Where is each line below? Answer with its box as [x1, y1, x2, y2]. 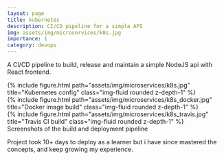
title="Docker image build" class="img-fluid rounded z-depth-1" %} [7, 103, 199, 111]
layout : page [7, 10, 45, 17]
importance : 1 [7, 36, 48, 42]
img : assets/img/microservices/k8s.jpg [7, 29, 122, 36]
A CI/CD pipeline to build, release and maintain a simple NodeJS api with [7, 61, 213, 68]
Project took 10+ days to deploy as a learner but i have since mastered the [7, 138, 217, 146]
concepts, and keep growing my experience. [7, 145, 133, 153]
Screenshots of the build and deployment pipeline [7, 124, 148, 133]
